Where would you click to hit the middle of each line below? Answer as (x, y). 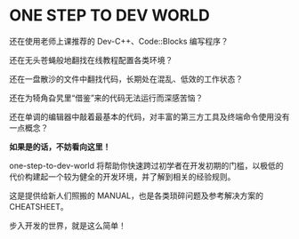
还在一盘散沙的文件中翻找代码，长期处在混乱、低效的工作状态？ (126, 79)
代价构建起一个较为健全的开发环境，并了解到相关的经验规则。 (122, 176)
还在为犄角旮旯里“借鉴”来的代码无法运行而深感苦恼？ (106, 98)
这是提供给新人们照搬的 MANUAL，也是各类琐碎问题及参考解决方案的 (137, 195)
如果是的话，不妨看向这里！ (60, 147)
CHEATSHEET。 (39, 206)
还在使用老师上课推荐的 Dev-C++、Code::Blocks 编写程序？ (119, 41)
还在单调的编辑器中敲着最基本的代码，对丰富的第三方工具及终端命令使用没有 (149, 116)
